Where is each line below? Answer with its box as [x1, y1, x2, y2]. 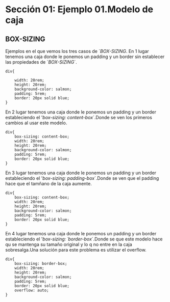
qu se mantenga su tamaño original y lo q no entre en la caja [5, 241, 133, 248]
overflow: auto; [14, 288, 50, 293]
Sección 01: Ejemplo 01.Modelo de [5, 4, 154, 15]
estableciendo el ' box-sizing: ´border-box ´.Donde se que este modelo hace [5, 236, 163, 242]
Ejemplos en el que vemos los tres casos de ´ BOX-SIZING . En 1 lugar [5, 48, 149, 54]
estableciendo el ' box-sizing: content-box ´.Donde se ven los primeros [5, 115, 152, 120]
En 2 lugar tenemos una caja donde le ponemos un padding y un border [5, 109, 157, 115]
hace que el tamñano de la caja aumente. [5, 181, 92, 186]
